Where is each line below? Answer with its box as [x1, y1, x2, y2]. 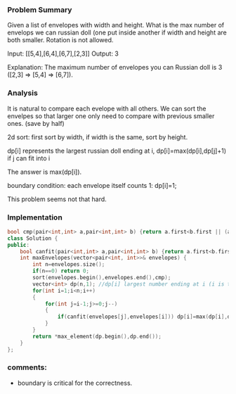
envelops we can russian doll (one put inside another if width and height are [7, 28, 227, 37]
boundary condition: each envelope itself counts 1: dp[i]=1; [7, 181, 177, 189]
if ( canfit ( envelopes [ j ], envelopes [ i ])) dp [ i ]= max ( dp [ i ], [57, 313, 228, 321]
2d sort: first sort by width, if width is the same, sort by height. [7, 132, 188, 141]
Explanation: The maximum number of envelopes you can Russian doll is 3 [7, 63, 223, 72]
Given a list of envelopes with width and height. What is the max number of [7, 21, 225, 30]
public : [7, 241, 30, 248]
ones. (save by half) [7, 119, 65, 127]
